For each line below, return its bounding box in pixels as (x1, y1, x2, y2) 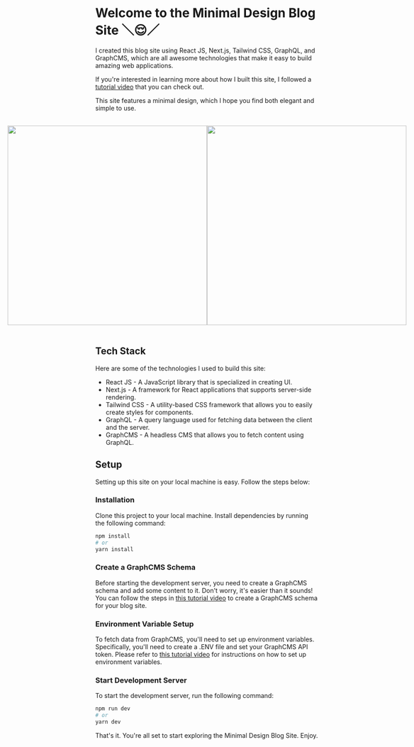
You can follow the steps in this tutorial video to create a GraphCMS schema (95, 594, 318, 602)
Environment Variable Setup (95, 619, 194, 629)
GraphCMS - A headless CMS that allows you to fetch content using (105, 431, 304, 439)
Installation (95, 495, 135, 505)
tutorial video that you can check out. (95, 82, 205, 91)
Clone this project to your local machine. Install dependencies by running (95, 511, 309, 519)
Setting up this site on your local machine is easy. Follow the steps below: (95, 477, 310, 486)
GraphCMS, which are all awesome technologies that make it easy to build (95, 53, 313, 62)
